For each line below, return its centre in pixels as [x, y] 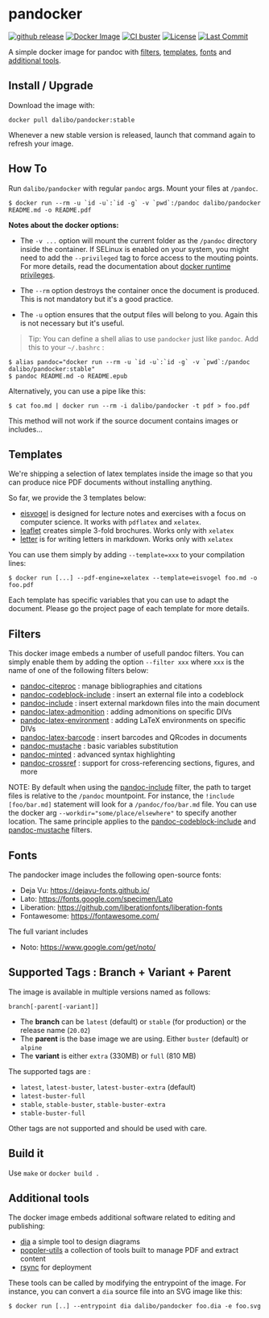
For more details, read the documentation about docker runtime [125, 266]
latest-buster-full [53, 1096]
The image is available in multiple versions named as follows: [110, 992]
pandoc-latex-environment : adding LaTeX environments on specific [133, 721]
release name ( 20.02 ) [55, 1030]
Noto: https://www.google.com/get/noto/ [88, 947]
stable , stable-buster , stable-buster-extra [93, 1104]
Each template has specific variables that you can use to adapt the [119, 600]
